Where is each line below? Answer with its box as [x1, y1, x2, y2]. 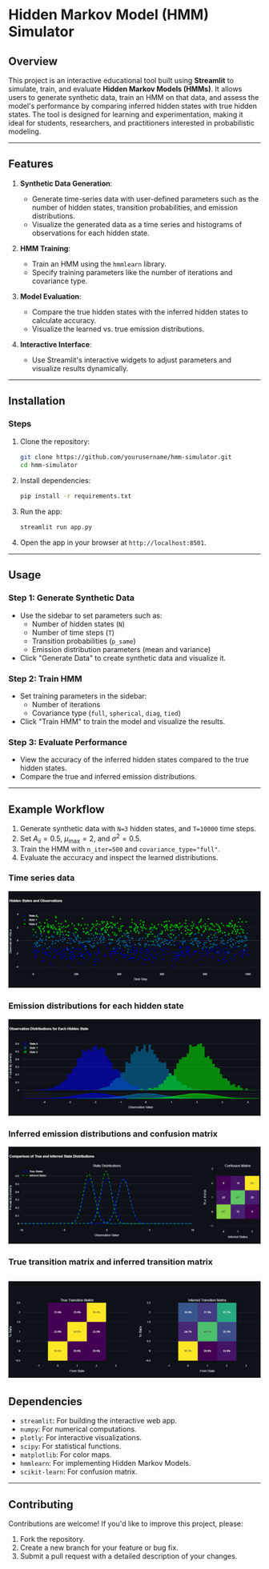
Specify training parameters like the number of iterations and [31, 267, 233, 277]
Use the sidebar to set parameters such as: [19, 610, 163, 620]
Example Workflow [8, 803, 105, 816]
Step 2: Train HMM [8, 673, 82, 684]
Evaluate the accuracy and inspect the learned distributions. [19, 852, 219, 862]
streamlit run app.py [19, 523, 92, 531]
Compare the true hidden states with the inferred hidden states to [31, 306, 248, 317]
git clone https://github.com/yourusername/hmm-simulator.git [19, 453, 232, 461]
